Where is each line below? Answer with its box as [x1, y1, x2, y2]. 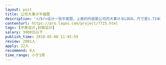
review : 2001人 [5, 39, 36, 44]
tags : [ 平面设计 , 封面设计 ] [5, 25, 55, 30]
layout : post [5, 7, 32, 12]
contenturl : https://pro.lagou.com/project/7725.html [5, 21, 119, 26]
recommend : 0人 [5, 48, 36, 53]
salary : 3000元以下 [5, 30, 43, 35]
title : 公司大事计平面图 [5, 12, 50, 17]
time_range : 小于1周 [5, 52, 45, 58]
